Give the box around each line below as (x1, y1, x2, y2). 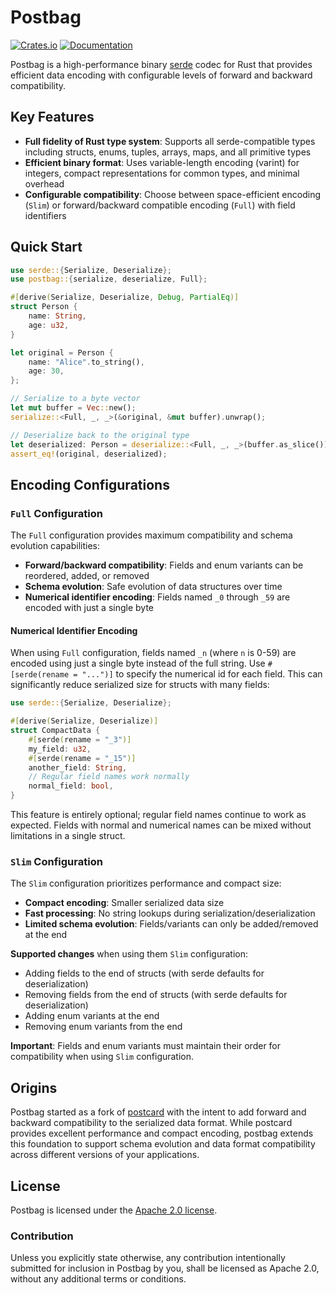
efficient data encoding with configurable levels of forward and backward (10, 69, 313, 81)
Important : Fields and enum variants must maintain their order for (10, 1040, 282, 1052)
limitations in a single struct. (10, 830, 126, 842)
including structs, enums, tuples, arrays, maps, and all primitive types (24, 146, 312, 158)
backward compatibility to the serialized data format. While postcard (10, 1117, 293, 1129)
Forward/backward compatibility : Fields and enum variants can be (24, 559, 304, 571)
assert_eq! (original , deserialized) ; (10, 449, 168, 459)
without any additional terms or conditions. (10, 1273, 187, 1285)
